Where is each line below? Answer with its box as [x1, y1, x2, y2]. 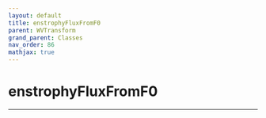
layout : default [8, 11, 62, 20]
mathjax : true [8, 48, 55, 56]
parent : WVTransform [8, 26, 77, 34]
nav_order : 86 [8, 41, 55, 49]
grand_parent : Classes [8, 33, 83, 42]
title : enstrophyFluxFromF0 [8, 19, 101, 27]
